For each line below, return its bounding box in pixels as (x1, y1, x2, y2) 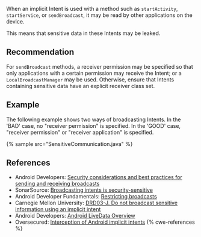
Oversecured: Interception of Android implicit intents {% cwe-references (14, 218, 196, 226)
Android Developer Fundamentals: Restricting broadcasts (14, 193, 158, 200)
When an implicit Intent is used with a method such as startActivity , (6, 5, 178, 12)
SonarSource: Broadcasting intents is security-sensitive (14, 186, 153, 194)
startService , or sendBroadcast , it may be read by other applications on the (6, 11, 193, 19)
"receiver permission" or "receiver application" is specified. (6, 128, 154, 136)
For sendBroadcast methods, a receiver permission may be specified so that (6, 63, 194, 70)
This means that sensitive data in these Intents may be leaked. (6, 30, 161, 37)
